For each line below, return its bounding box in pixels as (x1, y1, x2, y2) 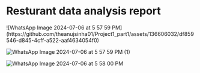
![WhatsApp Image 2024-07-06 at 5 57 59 (6, 24, 111, 31)
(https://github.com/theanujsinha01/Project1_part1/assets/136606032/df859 (6, 30, 194, 37)
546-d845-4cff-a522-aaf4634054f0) (6, 36, 99, 44)
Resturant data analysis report (6, 4, 161, 18)
